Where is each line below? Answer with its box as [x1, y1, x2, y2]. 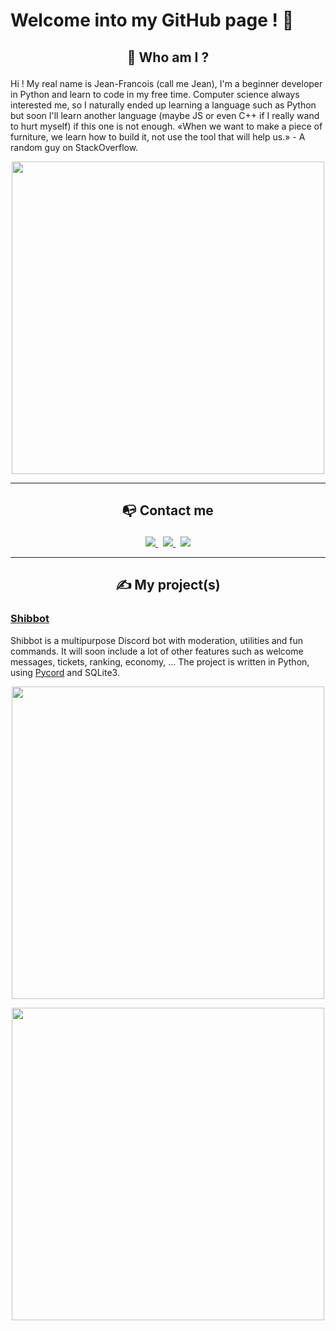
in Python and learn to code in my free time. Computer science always [10, 88, 300, 100]
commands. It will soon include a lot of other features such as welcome [10, 645, 304, 657]
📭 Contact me [122, 502, 214, 519]
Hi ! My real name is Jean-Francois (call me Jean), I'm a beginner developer [10, 77, 323, 89]
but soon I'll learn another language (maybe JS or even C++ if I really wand [10, 109, 320, 121]
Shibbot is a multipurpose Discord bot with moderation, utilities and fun [10, 634, 304, 646]
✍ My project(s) [115, 577, 221, 594]
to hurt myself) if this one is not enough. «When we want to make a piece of [10, 120, 323, 132]
